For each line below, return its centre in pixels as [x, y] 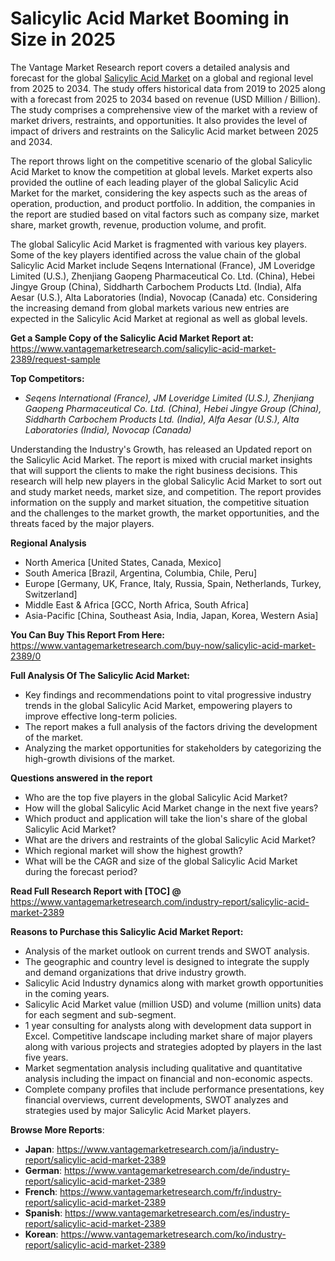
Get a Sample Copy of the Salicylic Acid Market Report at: [132, 338]
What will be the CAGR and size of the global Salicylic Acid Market [161, 861]
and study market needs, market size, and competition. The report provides [166, 491]
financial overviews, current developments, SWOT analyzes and [156, 1099]
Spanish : [43, 1213]
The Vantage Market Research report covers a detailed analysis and [150, 67]
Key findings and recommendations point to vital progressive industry [168, 694]
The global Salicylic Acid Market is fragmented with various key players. [158, 244]
